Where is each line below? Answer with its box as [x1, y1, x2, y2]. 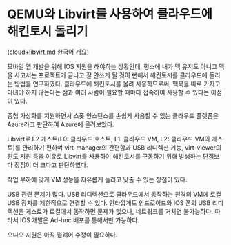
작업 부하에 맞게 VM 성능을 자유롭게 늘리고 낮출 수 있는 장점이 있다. [7, 175, 188, 184]
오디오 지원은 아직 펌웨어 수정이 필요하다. [7, 231, 118, 239]
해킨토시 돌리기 [7, 23, 88, 39]
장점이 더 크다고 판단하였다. [14, 160, 88, 169]
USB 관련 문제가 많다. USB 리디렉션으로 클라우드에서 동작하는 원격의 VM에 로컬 [7, 190, 222, 198]
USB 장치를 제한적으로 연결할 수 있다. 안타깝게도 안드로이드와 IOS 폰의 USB [7, 198, 211, 207]
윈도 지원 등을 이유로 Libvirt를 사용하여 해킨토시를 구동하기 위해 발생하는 [7, 152, 201, 160]
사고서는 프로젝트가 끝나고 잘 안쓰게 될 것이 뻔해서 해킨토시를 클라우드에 [14, 70, 208, 79]
